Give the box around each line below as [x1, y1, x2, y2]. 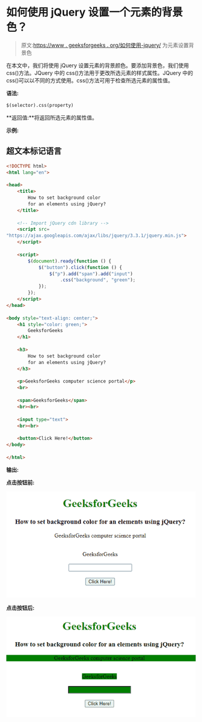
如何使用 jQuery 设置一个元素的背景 [6, 5, 183, 19]
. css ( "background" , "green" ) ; [60, 277, 136, 283]
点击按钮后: [6, 604, 35, 611]
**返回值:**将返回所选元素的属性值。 [6, 114, 98, 121]
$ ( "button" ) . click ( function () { [38, 264, 122, 270]
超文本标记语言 [6, 146, 62, 156]
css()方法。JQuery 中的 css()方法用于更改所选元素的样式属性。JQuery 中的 [6, 69, 194, 76]
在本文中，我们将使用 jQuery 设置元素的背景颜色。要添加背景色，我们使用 [6, 61, 189, 69]
